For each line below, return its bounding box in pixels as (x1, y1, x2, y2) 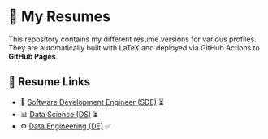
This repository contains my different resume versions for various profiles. (8, 34, 257, 44)
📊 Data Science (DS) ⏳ (19, 109, 99, 119)
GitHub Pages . (8, 51, 58, 61)
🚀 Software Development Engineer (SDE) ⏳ (19, 97, 164, 106)
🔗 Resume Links (8, 75, 91, 89)
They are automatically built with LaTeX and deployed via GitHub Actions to (8, 42, 260, 52)
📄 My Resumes (8, 7, 111, 26)
